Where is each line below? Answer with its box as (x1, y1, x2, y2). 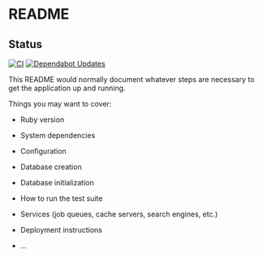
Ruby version (19, 115, 65, 124)
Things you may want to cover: (8, 99, 112, 108)
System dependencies (19, 131, 96, 140)
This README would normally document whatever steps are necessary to (8, 75, 255, 84)
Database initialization (19, 178, 95, 187)
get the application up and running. (8, 83, 126, 93)
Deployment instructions (19, 225, 103, 234)
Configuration (19, 146, 67, 155)
